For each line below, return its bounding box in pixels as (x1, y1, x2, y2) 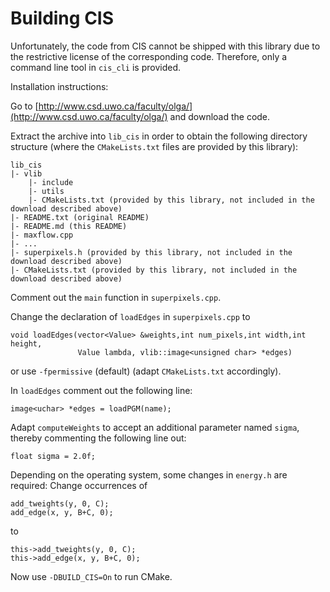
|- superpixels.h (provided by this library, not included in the (10, 247, 293, 257)
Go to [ (10, 100, 39, 112)
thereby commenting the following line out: (10, 432, 187, 444)
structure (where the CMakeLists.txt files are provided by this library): (10, 140, 299, 152)
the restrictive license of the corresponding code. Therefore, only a (10, 50, 288, 62)
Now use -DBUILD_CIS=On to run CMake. (10, 570, 173, 582)
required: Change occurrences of (10, 479, 148, 491)
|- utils (28, 186, 65, 196)
